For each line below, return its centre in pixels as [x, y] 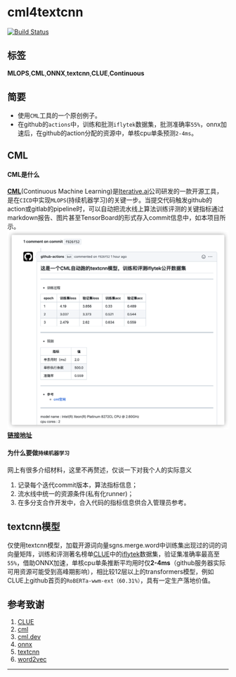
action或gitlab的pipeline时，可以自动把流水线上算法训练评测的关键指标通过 [116, 209]
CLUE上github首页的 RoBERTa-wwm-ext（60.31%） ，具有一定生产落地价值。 [111, 580]
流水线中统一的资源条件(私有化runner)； [76, 493]
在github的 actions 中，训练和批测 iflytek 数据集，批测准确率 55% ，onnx [119, 124]
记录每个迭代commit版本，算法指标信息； [78, 485]
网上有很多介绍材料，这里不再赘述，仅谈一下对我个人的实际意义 [99, 470]
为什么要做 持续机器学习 [39, 453]
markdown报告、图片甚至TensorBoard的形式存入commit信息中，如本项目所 [117, 218]
